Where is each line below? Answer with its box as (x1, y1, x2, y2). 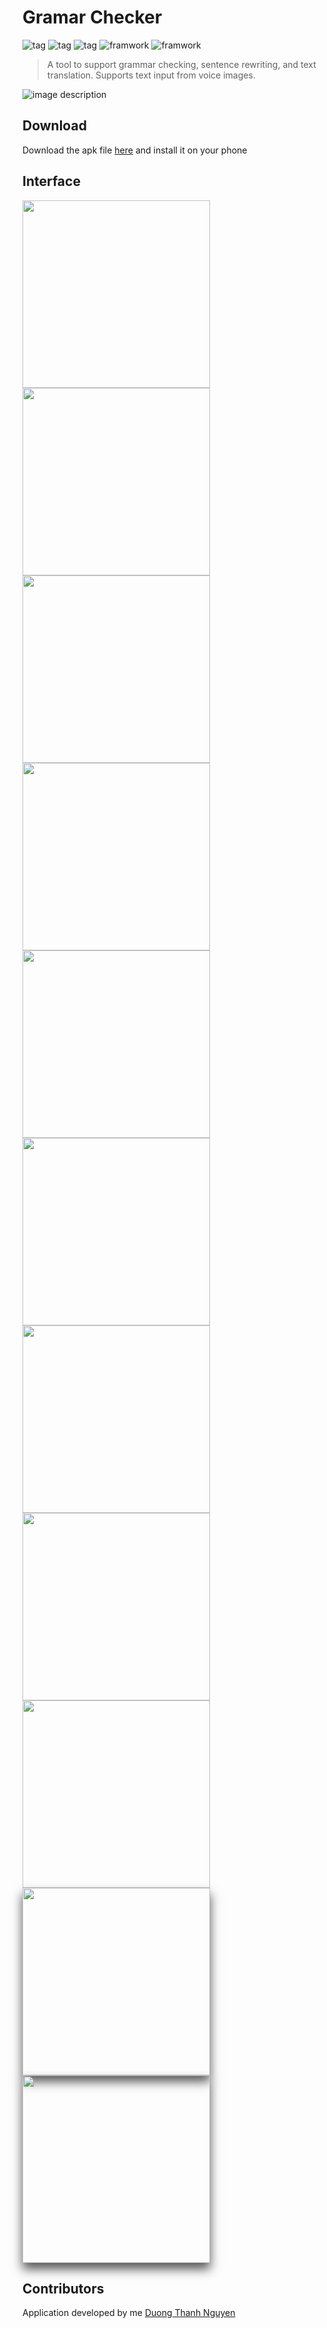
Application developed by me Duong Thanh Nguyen (22, 2307, 236, 2319)
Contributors (22, 2280, 105, 2297)
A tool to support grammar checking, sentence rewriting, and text (46, 58, 317, 70)
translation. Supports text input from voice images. (46, 69, 256, 81)
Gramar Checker (22, 6, 163, 29)
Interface (22, 173, 81, 190)
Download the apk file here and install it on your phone (22, 144, 248, 156)
